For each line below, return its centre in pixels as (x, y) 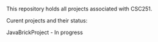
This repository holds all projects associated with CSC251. (79, 9)
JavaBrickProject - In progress (45, 32)
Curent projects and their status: (47, 20)
